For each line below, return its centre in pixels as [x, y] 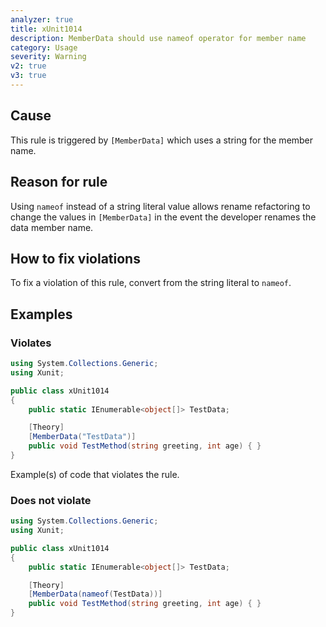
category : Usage [44, 47]
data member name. [52, 227]
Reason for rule [59, 182]
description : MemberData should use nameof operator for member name [158, 38]
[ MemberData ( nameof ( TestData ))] [95, 594]
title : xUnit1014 [46, 29]
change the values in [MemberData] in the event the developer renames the [163, 217]
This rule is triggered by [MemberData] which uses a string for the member [162, 140]
